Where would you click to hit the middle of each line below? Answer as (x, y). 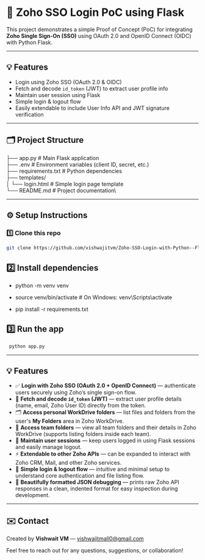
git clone (19, 248)
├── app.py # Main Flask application (53, 158)
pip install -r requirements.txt (52, 309)
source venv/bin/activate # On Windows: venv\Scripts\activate (94, 297)
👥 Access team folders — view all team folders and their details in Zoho (106, 427)
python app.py (27, 346)
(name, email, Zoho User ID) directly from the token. (81, 405)
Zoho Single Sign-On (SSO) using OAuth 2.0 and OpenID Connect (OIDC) (99, 35)
